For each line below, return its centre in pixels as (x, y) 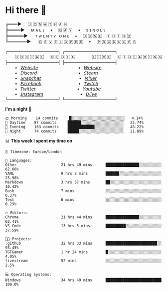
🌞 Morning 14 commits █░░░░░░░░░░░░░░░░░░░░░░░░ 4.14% (74, 118)
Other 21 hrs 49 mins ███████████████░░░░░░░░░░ (83, 165)
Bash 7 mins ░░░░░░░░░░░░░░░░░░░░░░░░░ (83, 191)
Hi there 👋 (26, 10)
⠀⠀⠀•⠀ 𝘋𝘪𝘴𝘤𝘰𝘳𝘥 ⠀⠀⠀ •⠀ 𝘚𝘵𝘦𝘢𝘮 (52, 73)
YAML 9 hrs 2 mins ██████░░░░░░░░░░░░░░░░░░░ (83, 173)
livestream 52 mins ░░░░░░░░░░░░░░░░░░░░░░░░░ (83, 261)
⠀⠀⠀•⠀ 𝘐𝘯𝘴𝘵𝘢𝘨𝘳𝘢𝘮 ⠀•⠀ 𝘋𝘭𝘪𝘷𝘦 (51, 94)
